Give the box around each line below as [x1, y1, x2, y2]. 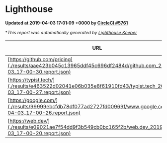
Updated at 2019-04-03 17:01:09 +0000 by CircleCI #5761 [5, 20, 128, 26]
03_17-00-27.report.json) [7, 88, 71, 95]
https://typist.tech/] [9, 76, 55, 83]
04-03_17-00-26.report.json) [7, 109, 81, 116]
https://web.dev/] [9, 117, 50, 124]
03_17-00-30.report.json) [7, 68, 71, 75]
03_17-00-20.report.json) [7, 130, 71, 137]
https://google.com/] [9, 97, 58, 104]
